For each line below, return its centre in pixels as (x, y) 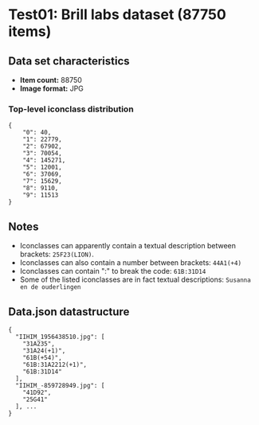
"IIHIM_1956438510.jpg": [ (60, 337)
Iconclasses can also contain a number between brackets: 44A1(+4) (130, 263)
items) (30, 31)
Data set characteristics (69, 61)
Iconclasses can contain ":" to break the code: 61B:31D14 (113, 271)
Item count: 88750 (51, 80)
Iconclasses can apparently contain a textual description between (128, 246)
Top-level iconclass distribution (71, 109)
